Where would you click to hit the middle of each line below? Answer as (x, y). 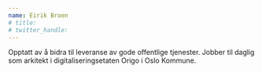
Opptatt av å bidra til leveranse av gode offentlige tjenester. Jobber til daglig (131, 53)
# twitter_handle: (38, 30)
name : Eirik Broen (38, 15)
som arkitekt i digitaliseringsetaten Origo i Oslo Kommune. (102, 60)
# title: (22, 23)
